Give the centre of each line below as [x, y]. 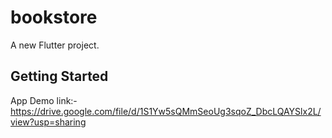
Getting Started [59, 76]
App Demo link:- [44, 100]
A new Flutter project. [55, 45]
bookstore [54, 17]
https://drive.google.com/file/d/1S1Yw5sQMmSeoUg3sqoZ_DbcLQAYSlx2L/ [166, 111]
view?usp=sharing [48, 122]
